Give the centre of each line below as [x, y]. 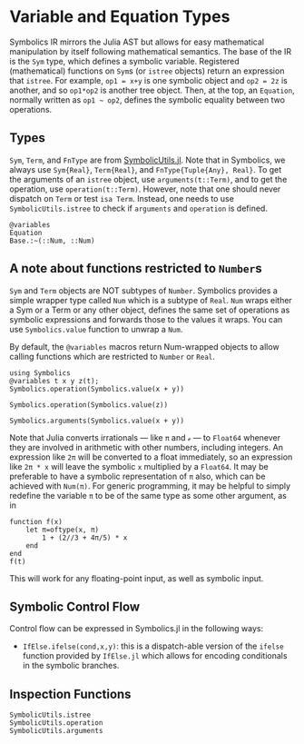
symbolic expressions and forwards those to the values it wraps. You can [146, 319]
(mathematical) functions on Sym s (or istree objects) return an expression [147, 71]
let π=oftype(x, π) [63, 530]
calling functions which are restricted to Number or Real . [113, 356]
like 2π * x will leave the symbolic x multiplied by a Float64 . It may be [139, 466]
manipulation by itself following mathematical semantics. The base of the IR [151, 51]
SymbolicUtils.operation [56, 723]
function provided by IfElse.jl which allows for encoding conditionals [155, 656]
